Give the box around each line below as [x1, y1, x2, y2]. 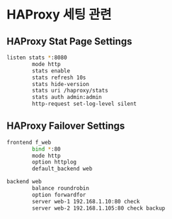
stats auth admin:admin [32, 94, 102, 101]
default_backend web [32, 165, 93, 173]
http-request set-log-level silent [32, 100, 137, 107]
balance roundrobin [32, 185, 90, 192]
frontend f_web [6, 139, 52, 146]
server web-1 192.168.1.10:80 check [32, 198, 140, 205]
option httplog [32, 159, 77, 166]
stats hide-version [32, 80, 90, 87]
